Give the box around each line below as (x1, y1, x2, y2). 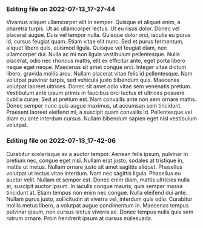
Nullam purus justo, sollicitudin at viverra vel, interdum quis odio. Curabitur (6, 195, 193, 203)
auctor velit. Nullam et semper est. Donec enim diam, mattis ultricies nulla (6, 176, 190, 183)
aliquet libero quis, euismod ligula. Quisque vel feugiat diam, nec (6, 44, 167, 51)
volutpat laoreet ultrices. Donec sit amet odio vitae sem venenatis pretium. (6, 83, 192, 90)
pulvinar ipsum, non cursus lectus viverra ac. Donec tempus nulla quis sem (6, 208, 194, 215)
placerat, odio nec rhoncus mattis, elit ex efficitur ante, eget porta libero (6, 57, 186, 65)
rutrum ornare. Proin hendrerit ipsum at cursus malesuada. (6, 214, 153, 222)
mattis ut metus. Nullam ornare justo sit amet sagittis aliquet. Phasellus (6, 163, 183, 171)
